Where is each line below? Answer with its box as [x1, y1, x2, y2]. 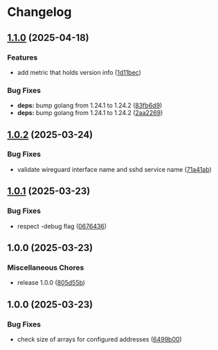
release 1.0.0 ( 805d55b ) [17, 279, 85, 287]
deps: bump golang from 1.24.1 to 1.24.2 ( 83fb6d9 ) [17, 101, 163, 110]
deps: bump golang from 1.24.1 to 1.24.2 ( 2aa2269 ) [17, 109, 163, 117]
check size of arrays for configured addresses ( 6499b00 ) [17, 335, 182, 343]
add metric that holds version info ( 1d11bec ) [17, 68, 142, 76]
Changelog [7, 4, 72, 20]
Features [7, 53, 38, 62]
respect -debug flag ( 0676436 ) [17, 222, 107, 230]
